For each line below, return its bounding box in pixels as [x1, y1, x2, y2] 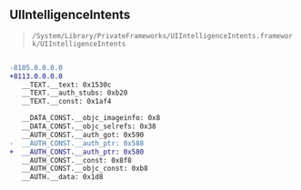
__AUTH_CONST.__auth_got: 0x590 [21, 130, 145, 139]
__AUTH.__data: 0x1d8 [21, 173, 104, 182]
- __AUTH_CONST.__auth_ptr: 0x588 [9, 138, 145, 148]
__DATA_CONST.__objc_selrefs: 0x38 [21, 122, 156, 131]
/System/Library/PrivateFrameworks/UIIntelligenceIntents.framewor [31, 31, 293, 40]
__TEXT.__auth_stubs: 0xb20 [21, 88, 128, 98]
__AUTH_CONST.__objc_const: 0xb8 [21, 164, 148, 174]
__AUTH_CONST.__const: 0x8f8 [21, 155, 132, 165]
